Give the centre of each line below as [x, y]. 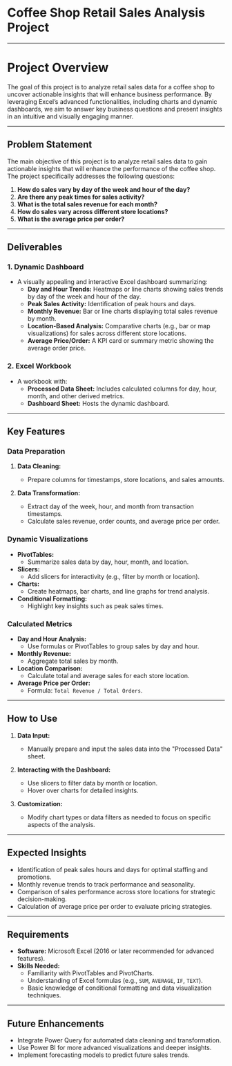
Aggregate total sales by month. [73, 661]
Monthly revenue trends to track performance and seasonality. [106, 884]
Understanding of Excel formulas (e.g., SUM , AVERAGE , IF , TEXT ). [115, 981]
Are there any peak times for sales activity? [81, 197]
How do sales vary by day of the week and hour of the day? [104, 189]
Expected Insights [47, 853]
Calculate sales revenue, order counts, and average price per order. [124, 522]
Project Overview [58, 68]
